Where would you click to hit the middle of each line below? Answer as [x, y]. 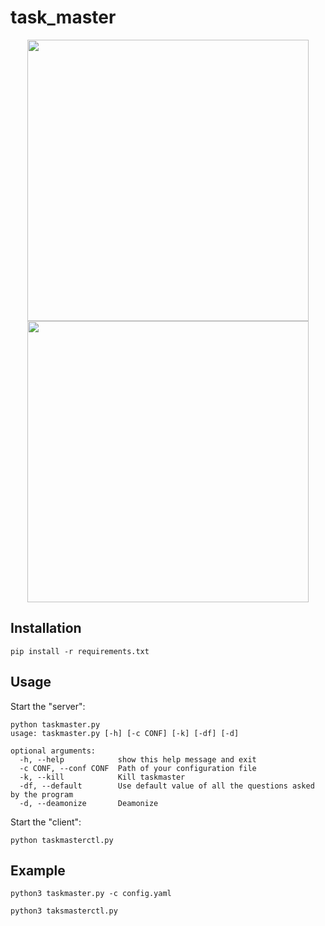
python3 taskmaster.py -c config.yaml [91, 894]
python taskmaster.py [55, 724]
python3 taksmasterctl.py [64, 911]
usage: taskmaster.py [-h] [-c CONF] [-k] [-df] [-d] [125, 733]
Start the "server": [48, 706]
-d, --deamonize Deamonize [89, 803]
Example [38, 870]
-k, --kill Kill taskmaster [102, 777]
